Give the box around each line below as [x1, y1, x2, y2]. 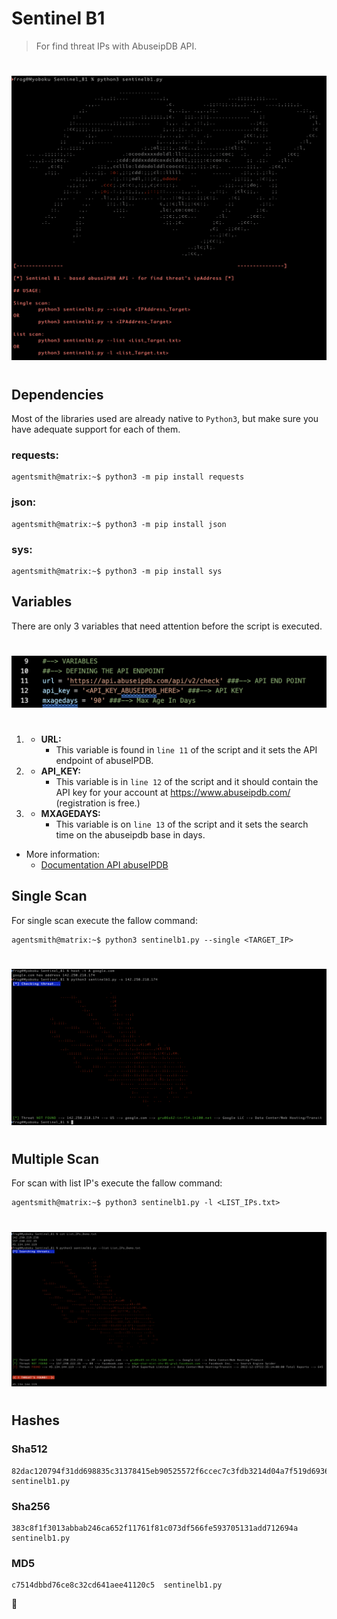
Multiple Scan [11, 1150, 100, 1167]
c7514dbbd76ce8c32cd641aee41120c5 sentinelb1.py [11, 1580, 223, 1591]
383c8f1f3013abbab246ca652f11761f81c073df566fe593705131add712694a [11, 1523, 299, 1533]
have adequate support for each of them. [11, 423, 181, 435]
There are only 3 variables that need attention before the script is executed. [11, 620, 323, 632]
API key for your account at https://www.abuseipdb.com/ [55, 786, 291, 798]
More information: [25, 848, 101, 860]
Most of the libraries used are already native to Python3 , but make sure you [11, 413, 319, 424]
